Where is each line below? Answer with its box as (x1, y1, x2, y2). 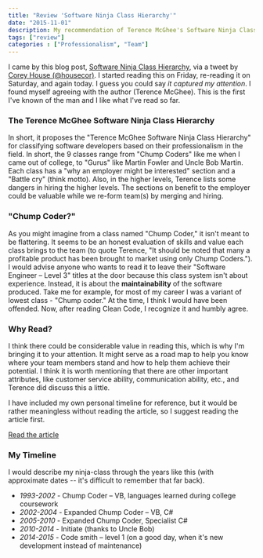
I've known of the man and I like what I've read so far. (8, 96, 181, 105)
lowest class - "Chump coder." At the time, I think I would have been (8, 295, 228, 305)
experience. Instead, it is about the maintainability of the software (8, 279, 223, 288)
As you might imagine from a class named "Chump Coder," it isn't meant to (8, 228, 250, 238)
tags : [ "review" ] (8, 33, 65, 42)
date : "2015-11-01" (8, 19, 72, 27)
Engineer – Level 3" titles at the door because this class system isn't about (8, 270, 248, 279)
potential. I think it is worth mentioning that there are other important (8, 367, 229, 376)
